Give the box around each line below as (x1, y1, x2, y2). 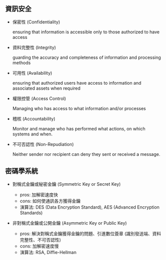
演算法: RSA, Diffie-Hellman (19, 249, 77, 255)
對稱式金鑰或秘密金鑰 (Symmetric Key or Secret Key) (12, 181, 121, 187)
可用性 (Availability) (12, 70, 52, 76)
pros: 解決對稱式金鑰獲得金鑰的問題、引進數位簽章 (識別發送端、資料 (19, 231, 162, 237)
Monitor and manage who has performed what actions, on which (12, 126, 146, 131)
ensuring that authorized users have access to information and (12, 80, 142, 86)
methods (12, 59, 31, 66)
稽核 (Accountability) (12, 116, 56, 122)
